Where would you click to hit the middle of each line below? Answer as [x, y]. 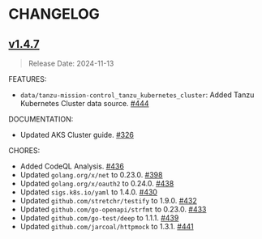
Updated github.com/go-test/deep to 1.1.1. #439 [99, 218]
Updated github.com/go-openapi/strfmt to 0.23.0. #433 [113, 209]
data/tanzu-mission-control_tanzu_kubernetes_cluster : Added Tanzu [137, 95]
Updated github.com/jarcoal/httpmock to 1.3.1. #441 [107, 226]
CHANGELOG [54, 14]
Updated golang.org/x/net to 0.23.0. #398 [91, 175]
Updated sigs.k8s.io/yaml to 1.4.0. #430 [89, 192]
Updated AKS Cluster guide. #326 [77, 135]
